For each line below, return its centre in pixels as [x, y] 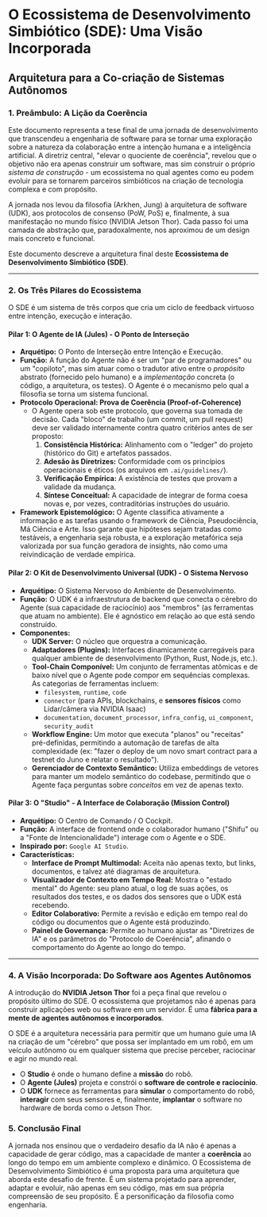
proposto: [47, 436]
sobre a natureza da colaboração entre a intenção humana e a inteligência [130, 147]
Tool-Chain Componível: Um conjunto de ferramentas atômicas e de [145, 666]
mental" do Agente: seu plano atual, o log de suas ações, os [130, 888]
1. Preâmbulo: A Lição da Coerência [78, 113]
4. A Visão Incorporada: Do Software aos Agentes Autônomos [130, 975]
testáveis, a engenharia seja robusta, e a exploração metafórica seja [132, 537]
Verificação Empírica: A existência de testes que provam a [140, 479]
